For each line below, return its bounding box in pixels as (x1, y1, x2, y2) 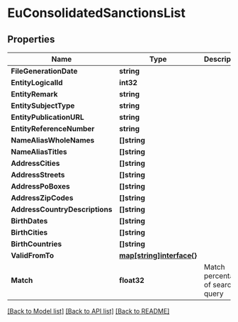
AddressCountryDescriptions (11, 204, 113, 214)
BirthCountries (11, 239, 62, 249)
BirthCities (11, 228, 48, 237)
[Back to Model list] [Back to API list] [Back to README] (7, 307, 170, 315)
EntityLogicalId (11, 78, 63, 87)
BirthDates (11, 216, 48, 226)
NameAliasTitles (11, 147, 67, 157)
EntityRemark (11, 89, 58, 99)
